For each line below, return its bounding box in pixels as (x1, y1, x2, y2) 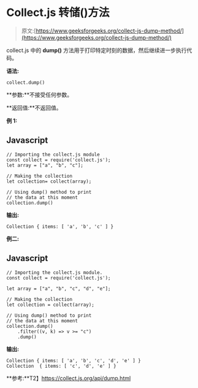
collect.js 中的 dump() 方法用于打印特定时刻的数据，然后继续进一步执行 (6, 47, 187, 54)
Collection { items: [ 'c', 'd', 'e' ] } (6, 363, 116, 369)
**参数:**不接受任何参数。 (6, 91, 73, 98)
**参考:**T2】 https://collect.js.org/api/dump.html (6, 375, 131, 382)
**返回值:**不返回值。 (6, 104, 63, 111)
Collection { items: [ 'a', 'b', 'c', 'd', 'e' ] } (6, 357, 141, 363)
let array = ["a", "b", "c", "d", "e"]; (6, 286, 112, 292)
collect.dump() (6, 79, 45, 86)
